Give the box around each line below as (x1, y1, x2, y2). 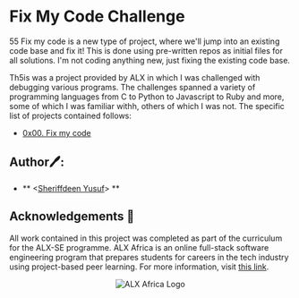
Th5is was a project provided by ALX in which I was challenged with (9, 72, 261, 82)
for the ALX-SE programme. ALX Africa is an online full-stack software (9, 242, 269, 252)
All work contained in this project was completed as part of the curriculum (9, 233, 283, 243)
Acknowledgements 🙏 (9, 209, 135, 225)
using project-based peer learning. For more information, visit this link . (9, 261, 269, 272)
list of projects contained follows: (9, 110, 132, 121)
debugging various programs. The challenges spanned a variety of (9, 81, 256, 92)
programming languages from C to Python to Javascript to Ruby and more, (9, 91, 285, 102)
